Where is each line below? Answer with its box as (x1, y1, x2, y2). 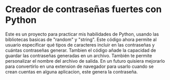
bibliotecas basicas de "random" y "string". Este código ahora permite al (5, 36, 157, 43)
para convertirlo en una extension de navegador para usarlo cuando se (5, 63, 154, 69)
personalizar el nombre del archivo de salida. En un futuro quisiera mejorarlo (5, 58, 165, 64)
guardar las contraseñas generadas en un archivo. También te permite (5, 52, 152, 59)
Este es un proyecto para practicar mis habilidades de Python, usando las (5, 31, 159, 37)
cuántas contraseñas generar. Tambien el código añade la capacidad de (5, 47, 156, 53)
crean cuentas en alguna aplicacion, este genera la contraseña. (5, 68, 138, 74)
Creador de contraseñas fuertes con (5, 4, 162, 15)
